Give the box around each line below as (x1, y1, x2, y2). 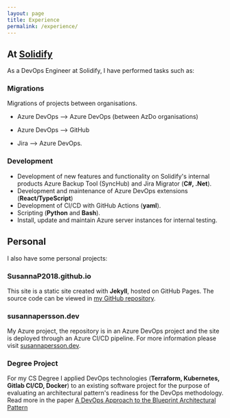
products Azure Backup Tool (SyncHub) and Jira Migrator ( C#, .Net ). (16, 179, 212, 188)
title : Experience (7, 16, 60, 23)
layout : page (7, 10, 45, 17)
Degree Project (7, 359, 58, 368)
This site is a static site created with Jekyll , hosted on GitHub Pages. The (7, 287, 214, 295)
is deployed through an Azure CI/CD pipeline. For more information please (7, 334, 217, 342)
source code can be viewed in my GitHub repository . (7, 294, 156, 302)
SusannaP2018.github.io (7, 271, 91, 280)
